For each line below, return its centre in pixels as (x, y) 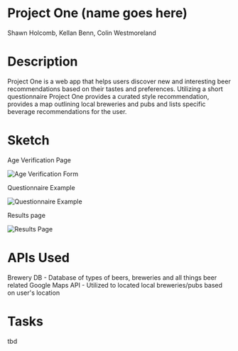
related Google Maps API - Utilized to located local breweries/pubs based (115, 285)
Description (43, 62)
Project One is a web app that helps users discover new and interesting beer (119, 81)
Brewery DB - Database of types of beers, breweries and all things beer (112, 277)
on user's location (34, 293)
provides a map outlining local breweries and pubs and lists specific (107, 104)
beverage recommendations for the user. (67, 111)
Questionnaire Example (42, 187)
